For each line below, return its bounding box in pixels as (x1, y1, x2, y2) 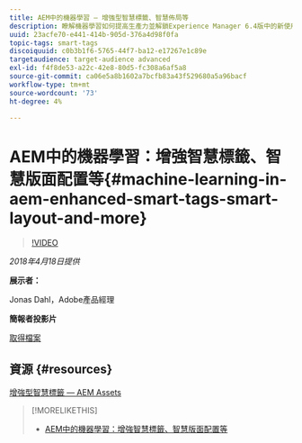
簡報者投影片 (9, 313, 57, 324)
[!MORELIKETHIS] (31, 405, 98, 416)
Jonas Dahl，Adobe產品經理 (9, 294, 115, 305)
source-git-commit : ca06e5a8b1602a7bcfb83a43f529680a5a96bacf (9, 72, 247, 81)
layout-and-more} (9, 208, 147, 228)
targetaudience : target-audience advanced (9, 55, 171, 64)
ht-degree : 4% (9, 96, 63, 106)
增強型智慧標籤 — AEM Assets (9, 387, 121, 398)
